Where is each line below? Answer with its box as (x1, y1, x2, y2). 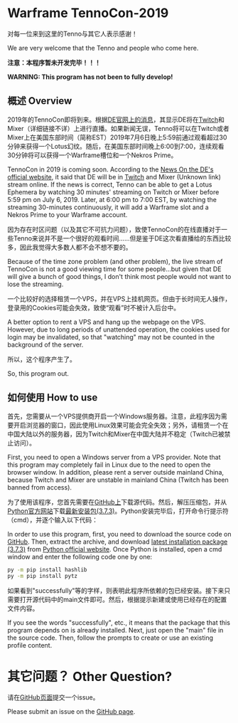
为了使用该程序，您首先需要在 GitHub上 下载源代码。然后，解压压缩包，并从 (7, 497, 227, 506)
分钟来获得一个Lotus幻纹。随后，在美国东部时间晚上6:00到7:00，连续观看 (7, 142, 225, 150)
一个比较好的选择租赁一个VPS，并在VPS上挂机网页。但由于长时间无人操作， (7, 294, 232, 303)
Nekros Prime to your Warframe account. (7, 210, 128, 218)
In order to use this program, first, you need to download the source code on (7, 529, 232, 538)
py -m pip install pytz (7, 573, 78, 580)
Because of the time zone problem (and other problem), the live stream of (7, 257, 223, 265)
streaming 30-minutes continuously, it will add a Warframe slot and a (7, 203, 210, 211)
